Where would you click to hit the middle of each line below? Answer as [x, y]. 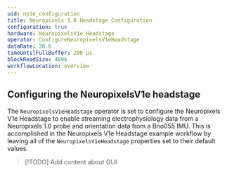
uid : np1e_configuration [44, 14]
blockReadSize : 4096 [38, 60]
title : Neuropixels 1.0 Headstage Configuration [80, 20]
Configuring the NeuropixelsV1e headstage [104, 94]
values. [18, 149]
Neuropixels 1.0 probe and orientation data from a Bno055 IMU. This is [109, 126]
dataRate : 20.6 [30, 46]
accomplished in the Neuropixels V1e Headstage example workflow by [109, 133]
